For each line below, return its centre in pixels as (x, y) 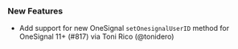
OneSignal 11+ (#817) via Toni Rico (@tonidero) (96, 36)
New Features (35, 11)
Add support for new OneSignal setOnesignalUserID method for (124, 28)
